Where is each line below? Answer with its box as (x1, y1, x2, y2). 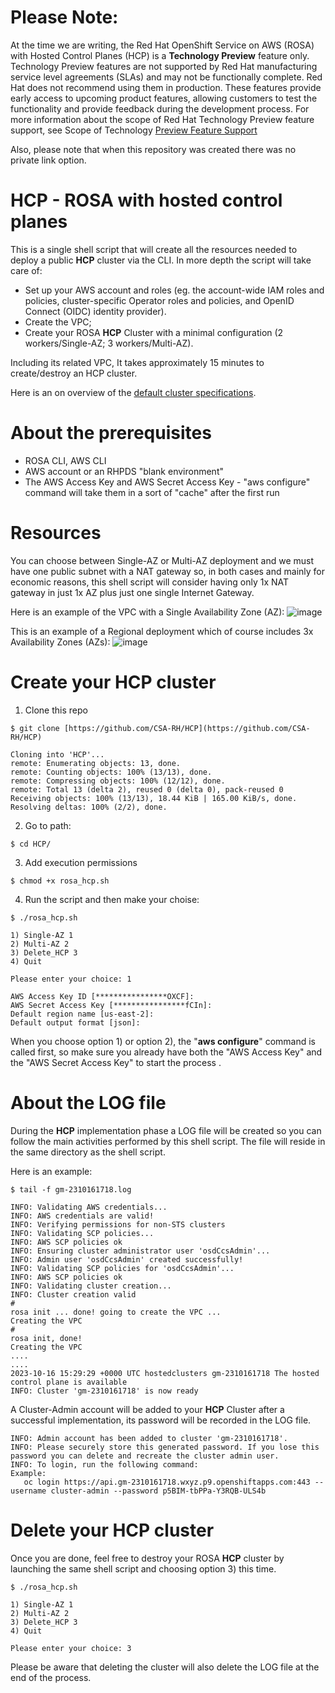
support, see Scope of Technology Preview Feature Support (10, 124, 258, 136)
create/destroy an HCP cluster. (10, 367, 138, 379)
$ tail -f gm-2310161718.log (10, 1184, 132, 1195)
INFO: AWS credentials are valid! (10, 1211, 155, 1221)
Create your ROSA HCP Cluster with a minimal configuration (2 (24, 326, 284, 338)
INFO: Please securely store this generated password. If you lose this (10, 1442, 320, 1452)
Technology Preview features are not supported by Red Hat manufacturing (10, 60, 318, 72)
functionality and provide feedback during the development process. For (10, 102, 310, 115)
